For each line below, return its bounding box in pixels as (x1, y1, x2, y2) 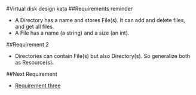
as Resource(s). (14, 59, 54, 66)
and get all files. (14, 23, 54, 30)
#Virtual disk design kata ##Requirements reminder (6, 5, 133, 12)
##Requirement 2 (6, 41, 49, 48)
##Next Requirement (6, 71, 58, 77)
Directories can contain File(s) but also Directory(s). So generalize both (14, 53, 191, 59)
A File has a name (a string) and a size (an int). (14, 29, 130, 36)
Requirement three (14, 82, 61, 89)
